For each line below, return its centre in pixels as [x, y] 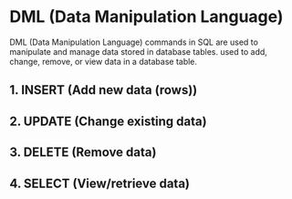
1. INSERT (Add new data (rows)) [104, 90]
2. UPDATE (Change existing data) [108, 121]
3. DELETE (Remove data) [83, 152]
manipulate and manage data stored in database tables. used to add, [138, 51]
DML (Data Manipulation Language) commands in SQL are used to [134, 42]
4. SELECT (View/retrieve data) [99, 183]
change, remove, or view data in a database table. [104, 61]
